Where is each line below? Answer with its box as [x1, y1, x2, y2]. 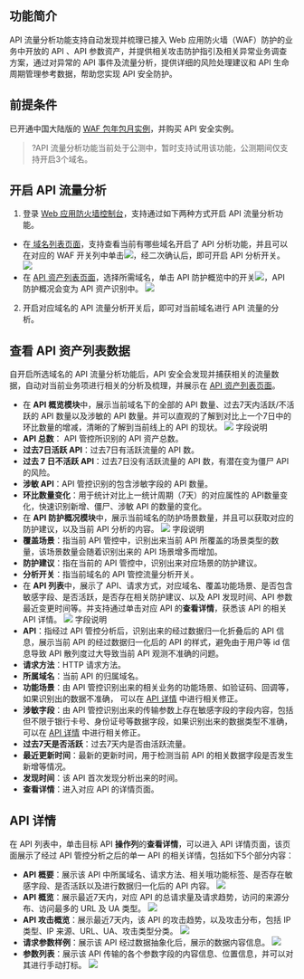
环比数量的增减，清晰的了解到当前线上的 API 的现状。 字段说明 [22, 422, 268, 432]
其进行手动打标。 [22, 960, 87, 971]
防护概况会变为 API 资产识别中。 [22, 283, 144, 294]
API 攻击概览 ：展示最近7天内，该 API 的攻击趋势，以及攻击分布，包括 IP [22, 915, 291, 926]
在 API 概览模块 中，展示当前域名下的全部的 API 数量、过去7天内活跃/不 [22, 399, 287, 410]
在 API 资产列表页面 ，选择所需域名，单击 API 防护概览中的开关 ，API [22, 272, 285, 283]
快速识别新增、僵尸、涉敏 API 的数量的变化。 [38, 501, 207, 512]
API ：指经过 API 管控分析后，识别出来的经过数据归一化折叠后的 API [22, 625, 274, 636]
